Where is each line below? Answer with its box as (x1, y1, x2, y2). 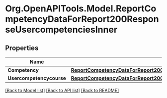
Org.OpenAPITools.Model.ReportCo (5, 3, 157, 14)
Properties (5, 44, 39, 52)
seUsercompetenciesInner (5, 24, 118, 35)
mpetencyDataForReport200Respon (5, 13, 159, 25)
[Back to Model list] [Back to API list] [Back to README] (5, 88, 119, 93)
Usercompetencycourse (7, 75, 66, 82)
